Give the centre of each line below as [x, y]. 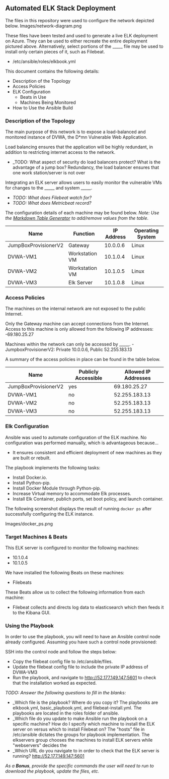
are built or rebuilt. [32, 458]
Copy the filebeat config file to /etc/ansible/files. [63, 662]
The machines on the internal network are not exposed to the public [75, 309]
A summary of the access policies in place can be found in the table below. [83, 359]
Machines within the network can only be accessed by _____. [68, 344]
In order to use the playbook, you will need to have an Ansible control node [83, 637]
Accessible [89, 378]
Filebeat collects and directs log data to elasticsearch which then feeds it [88, 607]
